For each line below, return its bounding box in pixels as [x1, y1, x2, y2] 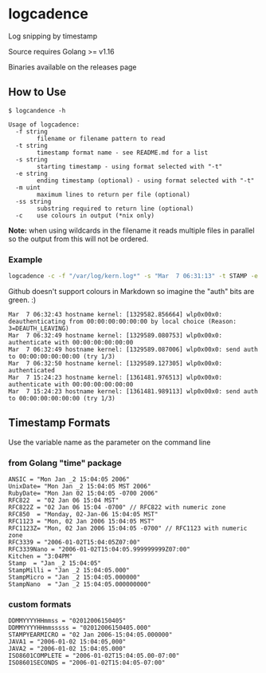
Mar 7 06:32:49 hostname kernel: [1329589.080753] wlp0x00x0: [8, 331, 223, 340]
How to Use [8, 86, 67, 99]
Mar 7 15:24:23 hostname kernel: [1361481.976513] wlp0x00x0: [8, 373, 223, 381]
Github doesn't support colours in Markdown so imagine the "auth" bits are [8, 286, 255, 296]
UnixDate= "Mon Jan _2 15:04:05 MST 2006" [8, 483, 151, 491]
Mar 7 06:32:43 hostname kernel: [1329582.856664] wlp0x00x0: [8, 310, 223, 318]
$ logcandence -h [8, 106, 66, 114]
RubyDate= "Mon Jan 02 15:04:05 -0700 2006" [8, 489, 158, 498]
